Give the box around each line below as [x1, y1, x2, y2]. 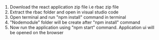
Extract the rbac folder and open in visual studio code [9, 9, 119, 15]
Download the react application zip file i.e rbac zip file [9, 4, 119, 10]
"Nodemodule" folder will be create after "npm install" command [9, 19, 141, 25]
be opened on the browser [9, 30, 64, 35]
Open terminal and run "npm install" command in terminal [9, 14, 126, 20]
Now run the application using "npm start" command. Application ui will [9, 25, 155, 30]
